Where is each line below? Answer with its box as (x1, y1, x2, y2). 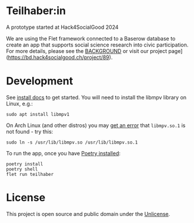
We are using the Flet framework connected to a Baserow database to (6, 35, 176, 42)
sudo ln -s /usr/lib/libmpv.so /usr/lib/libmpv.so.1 (6, 139, 138, 145)
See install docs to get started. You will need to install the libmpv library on (6, 94, 187, 101)
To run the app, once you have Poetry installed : (6, 149, 121, 157)
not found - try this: (6, 128, 53, 135)
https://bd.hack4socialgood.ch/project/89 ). (8, 54, 113, 61)
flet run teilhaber (6, 171, 54, 177)
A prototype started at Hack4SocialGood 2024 (6, 24, 119, 31)
